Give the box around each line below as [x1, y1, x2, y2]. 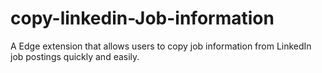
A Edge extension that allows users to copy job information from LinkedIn [10, 40, 312, 52]
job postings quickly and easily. [10, 50, 140, 62]
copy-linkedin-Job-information [10, 7, 275, 30]
